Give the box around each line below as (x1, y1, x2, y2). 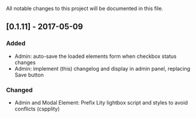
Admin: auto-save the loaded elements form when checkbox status (14, 53, 177, 60)
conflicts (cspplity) (14, 105, 60, 112)
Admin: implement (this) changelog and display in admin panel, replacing (14, 65, 191, 72)
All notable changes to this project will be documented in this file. (6, 5, 164, 12)
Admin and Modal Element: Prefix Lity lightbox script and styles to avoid (14, 99, 188, 106)
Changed (6, 86, 33, 94)
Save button (14, 71, 44, 78)
